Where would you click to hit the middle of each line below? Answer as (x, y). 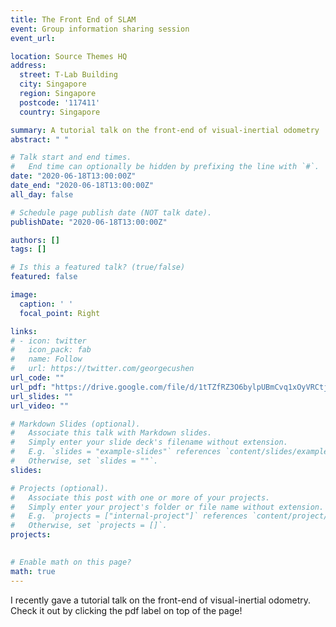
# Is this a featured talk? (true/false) (98, 267)
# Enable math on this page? (71, 562)
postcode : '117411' (60, 102)
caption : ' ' (46, 304)
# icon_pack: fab (51, 350)
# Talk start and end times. (71, 157)
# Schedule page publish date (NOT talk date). (111, 212)
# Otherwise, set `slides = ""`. (84, 461)
